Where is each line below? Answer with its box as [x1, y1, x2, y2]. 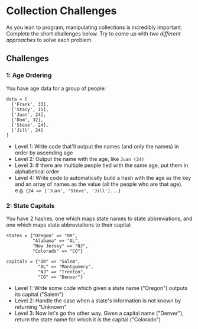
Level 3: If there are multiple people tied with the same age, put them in [14, 162, 189, 169]
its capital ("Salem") [14, 291, 64, 298]
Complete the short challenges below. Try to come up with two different [6, 30, 181, 37]
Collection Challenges [6, 4, 117, 18]
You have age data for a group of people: [6, 85, 106, 92]
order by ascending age [14, 149, 73, 156]
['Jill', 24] [11, 127, 44, 133]
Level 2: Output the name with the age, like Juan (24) [14, 155, 145, 162]
